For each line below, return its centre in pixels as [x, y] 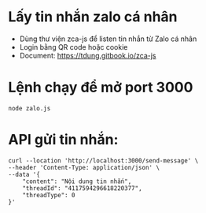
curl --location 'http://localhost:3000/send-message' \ [103, 161]
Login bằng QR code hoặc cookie [74, 47]
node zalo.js [29, 108]
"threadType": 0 [49, 195]
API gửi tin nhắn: [63, 140]
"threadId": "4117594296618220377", [83, 188]
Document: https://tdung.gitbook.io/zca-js [88, 55]
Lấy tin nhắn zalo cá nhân [93, 17]
